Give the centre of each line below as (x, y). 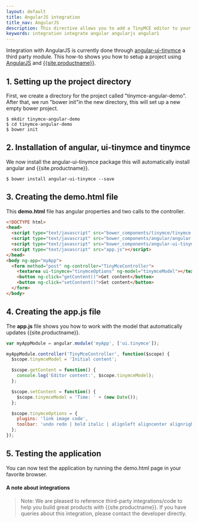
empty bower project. (32, 108)
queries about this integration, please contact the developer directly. (103, 513)
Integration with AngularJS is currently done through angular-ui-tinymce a (96, 50)
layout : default (26, 12)
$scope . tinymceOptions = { (44, 413)
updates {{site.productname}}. (43, 332)
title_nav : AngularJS (33, 22)
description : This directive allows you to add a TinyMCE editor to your (99, 28)
